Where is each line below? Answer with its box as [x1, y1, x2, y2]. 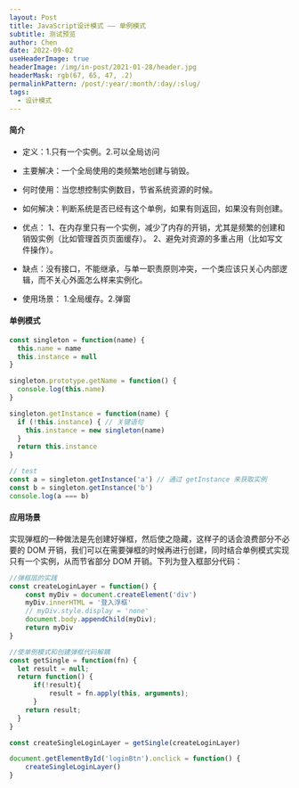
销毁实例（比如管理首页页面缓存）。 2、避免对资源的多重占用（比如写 [21, 233, 276, 243]
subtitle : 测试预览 [9, 29, 77, 38]
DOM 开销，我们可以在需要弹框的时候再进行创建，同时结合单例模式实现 [26, 545, 290, 555]
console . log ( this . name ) [17, 385, 105, 394]
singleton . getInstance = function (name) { [9, 409, 169, 418]
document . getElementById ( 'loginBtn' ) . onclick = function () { [9, 754, 241, 763]
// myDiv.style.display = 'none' [25, 607, 149, 616]
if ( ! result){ [32, 681, 82, 690]
